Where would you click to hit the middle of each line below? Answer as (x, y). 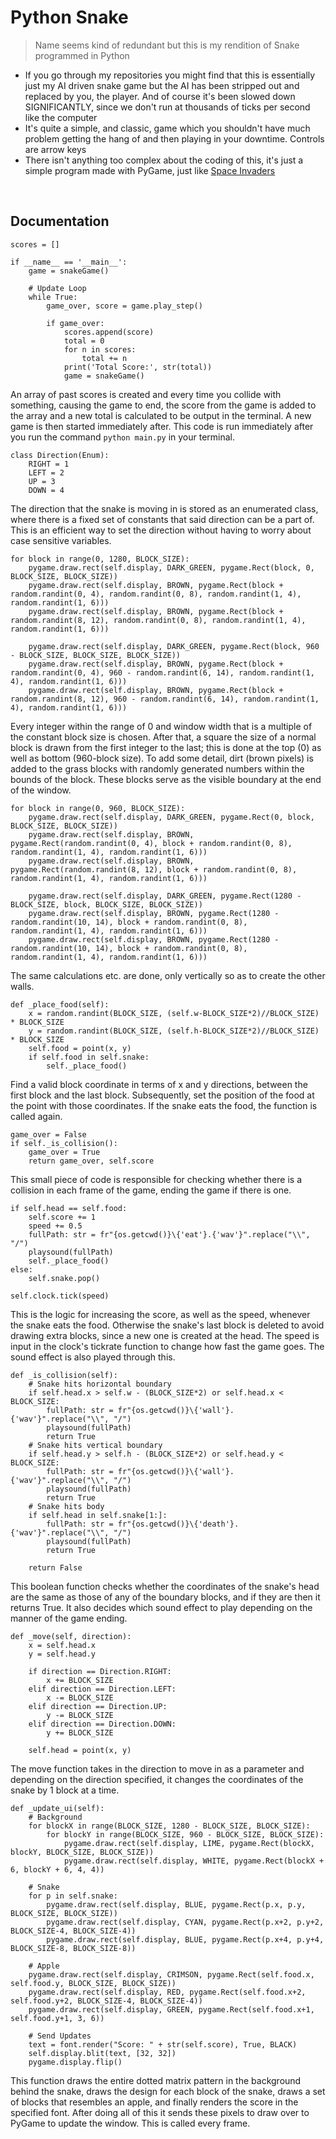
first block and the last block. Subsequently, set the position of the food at (162, 1095)
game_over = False (48, 1134)
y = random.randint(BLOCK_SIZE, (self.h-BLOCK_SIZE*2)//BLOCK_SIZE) (174, 1031)
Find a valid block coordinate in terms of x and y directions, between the (159, 1084)
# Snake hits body (66, 1506)
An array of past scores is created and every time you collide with (146, 394)
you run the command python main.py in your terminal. (123, 437)
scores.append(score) (109, 332)
